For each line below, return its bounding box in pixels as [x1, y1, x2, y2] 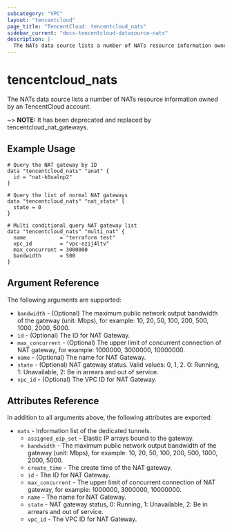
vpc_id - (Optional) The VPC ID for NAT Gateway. [17, 375, 157, 383]
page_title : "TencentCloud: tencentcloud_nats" [7, 23, 147, 30]
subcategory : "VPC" [7, 10, 64, 17]
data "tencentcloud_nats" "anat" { [7, 167, 110, 174]
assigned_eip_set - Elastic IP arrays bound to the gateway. [27, 434, 195, 443]
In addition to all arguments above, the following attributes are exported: [7, 413, 213, 422]
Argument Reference [7, 277, 99, 289]
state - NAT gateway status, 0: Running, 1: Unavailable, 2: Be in [27, 500, 209, 509]
